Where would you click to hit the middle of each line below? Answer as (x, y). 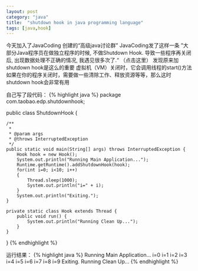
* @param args (26, 134)
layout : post (22, 11)
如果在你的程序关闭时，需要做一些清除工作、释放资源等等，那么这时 (89, 75)
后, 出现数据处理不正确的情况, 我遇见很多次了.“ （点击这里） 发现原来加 (93, 60)
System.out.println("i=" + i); (66, 186)
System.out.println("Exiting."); (58, 196)
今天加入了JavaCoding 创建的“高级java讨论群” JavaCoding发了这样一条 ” (95, 45)
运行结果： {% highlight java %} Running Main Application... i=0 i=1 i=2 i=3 (97, 255)
